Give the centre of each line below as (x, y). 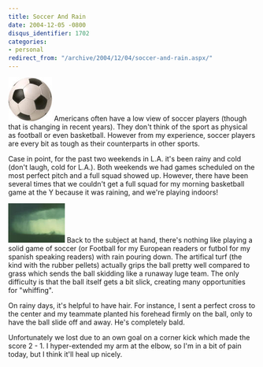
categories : (28, 42)
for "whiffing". (31, 290)
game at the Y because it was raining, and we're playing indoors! (113, 192)
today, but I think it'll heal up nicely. (65, 354)
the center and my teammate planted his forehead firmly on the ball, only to (131, 314)
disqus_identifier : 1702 (49, 33)
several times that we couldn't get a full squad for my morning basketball (126, 184)
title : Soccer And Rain (47, 17)
